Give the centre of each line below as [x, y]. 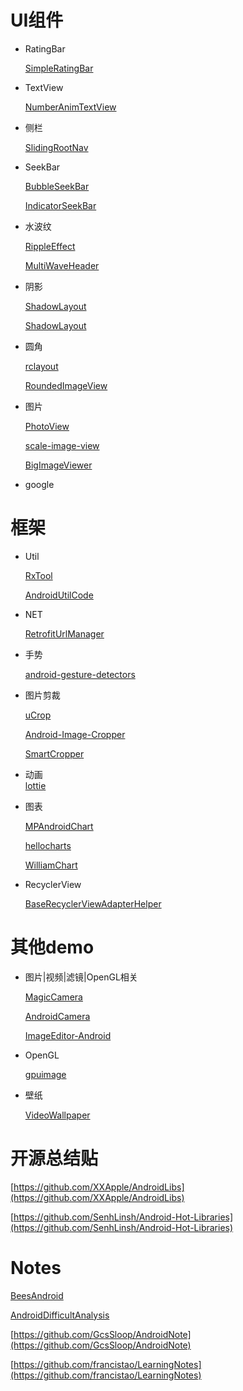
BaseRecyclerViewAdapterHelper [93, 903]
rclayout [41, 366]
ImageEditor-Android [68, 1035]
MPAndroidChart [59, 826]
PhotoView [47, 426]
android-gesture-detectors [80, 674]
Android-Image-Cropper [75, 734]
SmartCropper [54, 753]
